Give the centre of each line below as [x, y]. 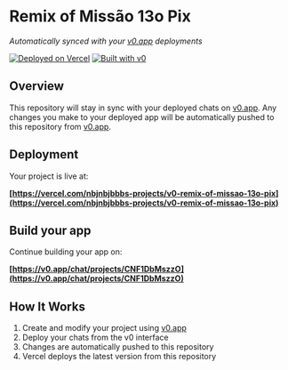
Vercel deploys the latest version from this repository [119, 357]
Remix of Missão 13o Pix [100, 16]
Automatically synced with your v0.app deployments [106, 41]
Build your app [50, 230]
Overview [37, 86]
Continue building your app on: [66, 252]
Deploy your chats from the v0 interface [95, 338]
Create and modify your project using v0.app [104, 328]
